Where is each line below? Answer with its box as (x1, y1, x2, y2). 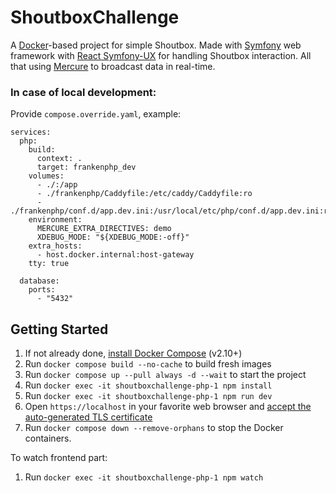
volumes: (28, 171, 65, 181)
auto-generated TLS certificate (24, 411, 153, 423)
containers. (24, 432, 72, 445)
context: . (36, 154, 83, 164)
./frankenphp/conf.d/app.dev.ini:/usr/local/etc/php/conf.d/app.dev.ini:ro (10, 206, 333, 216)
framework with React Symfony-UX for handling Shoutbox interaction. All (10, 49, 312, 61)
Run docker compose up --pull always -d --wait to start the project (24, 369, 307, 381)
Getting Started (10, 321, 109, 338)
